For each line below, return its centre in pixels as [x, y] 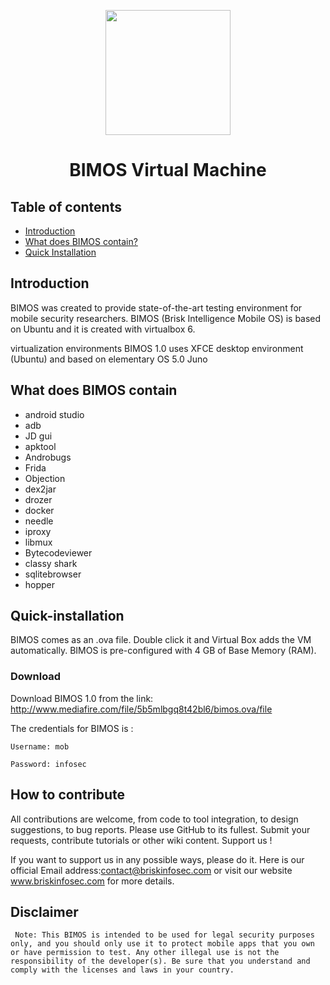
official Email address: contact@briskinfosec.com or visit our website [151, 870]
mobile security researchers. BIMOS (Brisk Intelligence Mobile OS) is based [166, 318]
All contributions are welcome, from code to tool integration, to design [154, 819]
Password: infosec [48, 764]
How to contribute [68, 795]
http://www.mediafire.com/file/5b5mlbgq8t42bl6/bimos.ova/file [141, 709]
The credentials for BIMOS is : [72, 728]
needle [39, 521]
